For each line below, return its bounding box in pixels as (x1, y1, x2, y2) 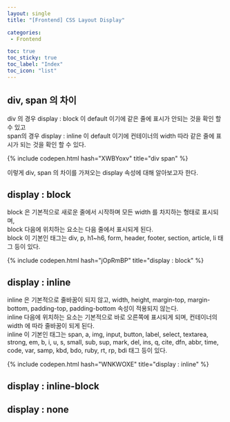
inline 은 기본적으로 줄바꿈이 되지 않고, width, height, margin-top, (7, 295, 186, 304)
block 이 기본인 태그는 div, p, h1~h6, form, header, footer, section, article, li (7, 234, 216, 242)
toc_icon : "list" (7, 67, 57, 74)
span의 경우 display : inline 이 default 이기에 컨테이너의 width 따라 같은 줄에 (7, 131, 215, 140)
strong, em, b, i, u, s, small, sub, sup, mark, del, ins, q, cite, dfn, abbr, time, (7, 338, 219, 347)
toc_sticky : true (7, 55, 57, 62)
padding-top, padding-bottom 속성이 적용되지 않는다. (30, 304, 179, 313)
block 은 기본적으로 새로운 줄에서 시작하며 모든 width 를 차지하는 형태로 (7, 208, 200, 217)
